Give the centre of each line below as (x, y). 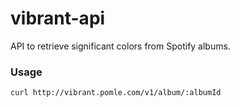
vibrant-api (58, 18)
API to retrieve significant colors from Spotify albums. (120, 46)
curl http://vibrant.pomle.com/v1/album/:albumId (116, 93)
